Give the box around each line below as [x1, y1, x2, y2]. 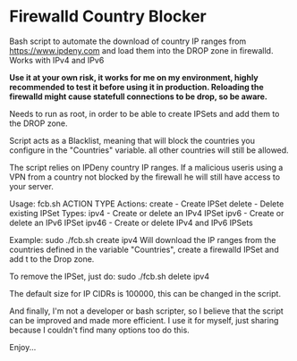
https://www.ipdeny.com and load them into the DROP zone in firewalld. [9, 45, 274, 55]
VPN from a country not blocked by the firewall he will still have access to [9, 172, 280, 182]
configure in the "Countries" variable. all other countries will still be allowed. [9, 145, 289, 155]
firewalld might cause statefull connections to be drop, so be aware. [9, 91, 268, 102]
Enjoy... [9, 341, 37, 352]
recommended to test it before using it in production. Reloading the [9, 81, 264, 92]
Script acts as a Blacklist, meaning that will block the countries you [9, 135, 255, 146]
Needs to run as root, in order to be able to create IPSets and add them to [9, 108, 280, 119]
